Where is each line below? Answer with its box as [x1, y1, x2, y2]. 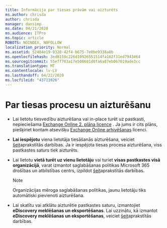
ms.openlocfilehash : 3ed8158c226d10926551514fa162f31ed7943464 [5, 54, 141, 59]
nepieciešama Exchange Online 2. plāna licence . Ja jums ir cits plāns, [12, 121, 158, 127]
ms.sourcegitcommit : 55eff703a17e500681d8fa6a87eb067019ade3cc [5, 59, 141, 64]
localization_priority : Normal [5, 45, 71, 50]
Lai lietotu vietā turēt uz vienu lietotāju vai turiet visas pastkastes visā [12, 157, 160, 163]
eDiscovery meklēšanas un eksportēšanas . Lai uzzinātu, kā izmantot [12, 207, 157, 213]
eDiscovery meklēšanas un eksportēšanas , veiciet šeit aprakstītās [12, 212, 152, 219]
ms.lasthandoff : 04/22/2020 [5, 73, 64, 78]
